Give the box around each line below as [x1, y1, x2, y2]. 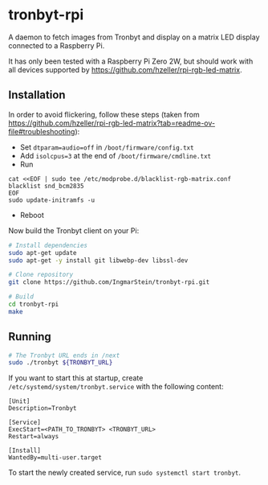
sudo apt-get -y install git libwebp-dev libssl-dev [8, 256, 189, 265]
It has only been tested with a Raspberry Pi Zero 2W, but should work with [8, 56, 254, 66]
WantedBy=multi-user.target [8, 454, 103, 462]
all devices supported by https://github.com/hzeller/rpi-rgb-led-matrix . [8, 64, 242, 74]
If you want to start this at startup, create [8, 373, 144, 383]
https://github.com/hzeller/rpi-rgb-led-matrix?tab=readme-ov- [8, 118, 215, 128]
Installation [8, 88, 66, 102]
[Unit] [8, 397, 30, 405]
